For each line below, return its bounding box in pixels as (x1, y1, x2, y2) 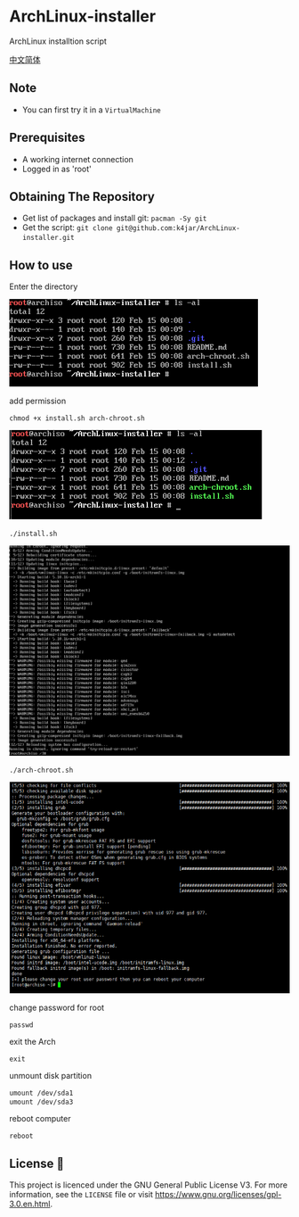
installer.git (21, 234, 75, 243)
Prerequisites (9, 130, 85, 145)
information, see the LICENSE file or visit (9, 1188, 154, 1199)
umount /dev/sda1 (9, 1089, 74, 1098)
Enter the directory (9, 281, 78, 292)
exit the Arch (9, 1037, 56, 1047)
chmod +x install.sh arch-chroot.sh (9, 414, 145, 423)
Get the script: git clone (21, 222, 113, 233)
